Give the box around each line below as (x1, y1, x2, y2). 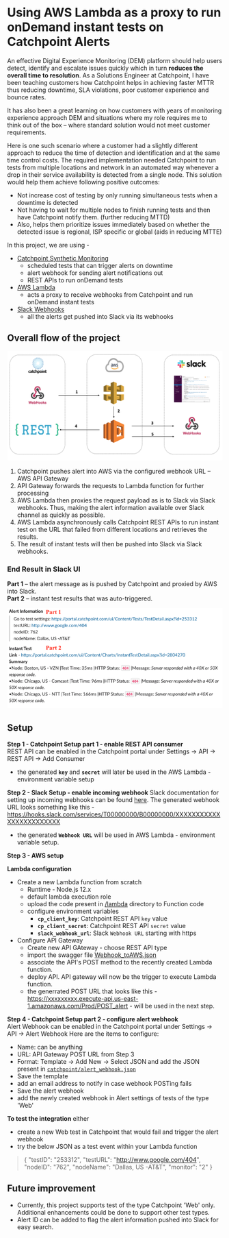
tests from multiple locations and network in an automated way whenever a (7, 163, 219, 171)
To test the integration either (7, 1115, 90, 1123)
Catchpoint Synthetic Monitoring (16, 254, 109, 262)
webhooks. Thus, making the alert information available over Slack (16, 504, 205, 512)
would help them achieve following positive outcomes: (7, 178, 160, 186)
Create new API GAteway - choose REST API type (27, 944, 167, 952)
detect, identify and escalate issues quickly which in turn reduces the (7, 64, 204, 72)
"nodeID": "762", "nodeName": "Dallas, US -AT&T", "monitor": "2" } (23, 1163, 213, 1172)
